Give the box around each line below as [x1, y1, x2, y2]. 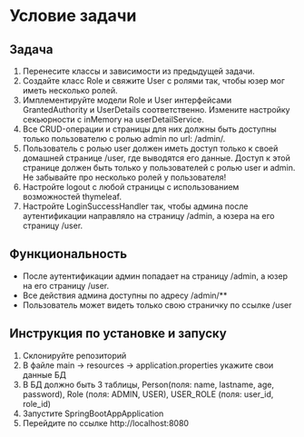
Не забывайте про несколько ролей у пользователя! [22, 172, 227, 183]
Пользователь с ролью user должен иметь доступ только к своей [22, 143, 279, 154]
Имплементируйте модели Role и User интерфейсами [22, 94, 232, 105]
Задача [9, 42, 54, 57]
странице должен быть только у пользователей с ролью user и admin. [22, 163, 296, 173]
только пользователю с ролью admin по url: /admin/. [22, 134, 226, 144]
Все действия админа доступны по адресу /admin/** [22, 290, 228, 301]
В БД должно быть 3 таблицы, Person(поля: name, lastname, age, [22, 379, 275, 390]
